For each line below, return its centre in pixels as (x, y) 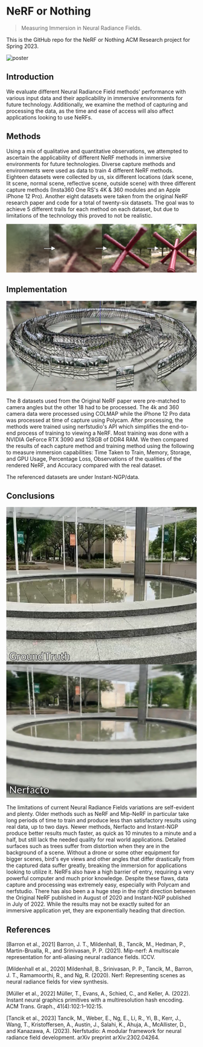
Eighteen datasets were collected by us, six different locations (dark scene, (100, 176)
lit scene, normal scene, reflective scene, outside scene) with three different (101, 183)
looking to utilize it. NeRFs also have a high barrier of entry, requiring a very (100, 872)
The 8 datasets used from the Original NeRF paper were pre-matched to (96, 401)
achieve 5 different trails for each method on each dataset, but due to (93, 209)
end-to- (179, 426)
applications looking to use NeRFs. (49, 117)
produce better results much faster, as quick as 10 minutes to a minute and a (101, 833)
